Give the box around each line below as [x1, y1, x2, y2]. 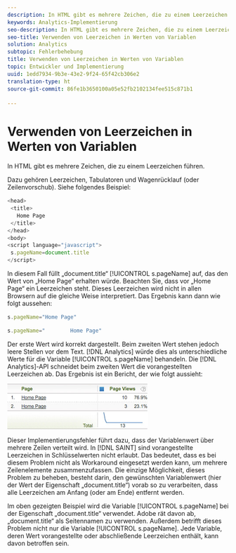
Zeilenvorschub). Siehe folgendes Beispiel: [7, 183, 131, 192]
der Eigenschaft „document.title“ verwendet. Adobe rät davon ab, [7, 509, 197, 517]
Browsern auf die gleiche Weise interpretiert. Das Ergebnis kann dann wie [7, 292, 221, 300]
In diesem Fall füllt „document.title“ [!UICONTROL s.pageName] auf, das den [7, 269, 228, 278]
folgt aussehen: [7, 299, 53, 308]
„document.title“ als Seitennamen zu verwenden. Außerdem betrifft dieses [7, 517, 222, 525]
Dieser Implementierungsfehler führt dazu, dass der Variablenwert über [7, 436, 214, 444]
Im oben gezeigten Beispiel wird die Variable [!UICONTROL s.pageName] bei [7, 502, 229, 510]
